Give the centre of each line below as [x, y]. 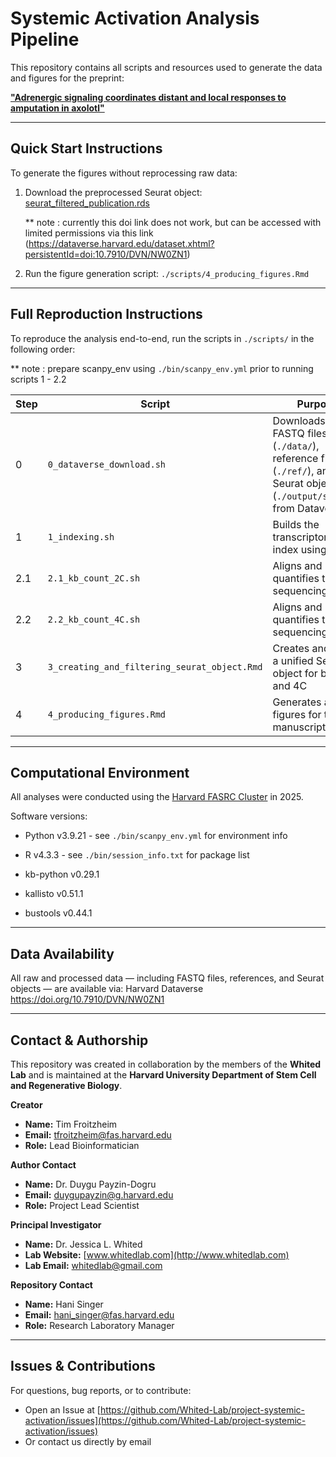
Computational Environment [100, 772]
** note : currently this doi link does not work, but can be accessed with [173, 222]
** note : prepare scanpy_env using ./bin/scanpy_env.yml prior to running [162, 368]
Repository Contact [51, 1285]
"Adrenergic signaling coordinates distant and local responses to [148, 97]
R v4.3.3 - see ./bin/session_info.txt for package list [137, 855]
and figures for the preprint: [67, 78]
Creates [291, 648]
